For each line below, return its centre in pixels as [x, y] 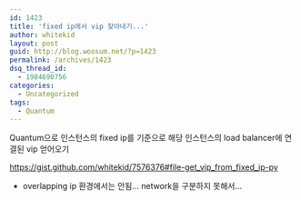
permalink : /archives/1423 [60, 60]
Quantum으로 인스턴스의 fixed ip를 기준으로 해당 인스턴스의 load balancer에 [146, 138]
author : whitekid [42, 35]
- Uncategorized [48, 94]
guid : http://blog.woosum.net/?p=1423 [83, 52]
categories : [32, 85]
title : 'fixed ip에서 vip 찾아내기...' [79, 26]
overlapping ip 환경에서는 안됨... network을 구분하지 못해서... [132, 186]
